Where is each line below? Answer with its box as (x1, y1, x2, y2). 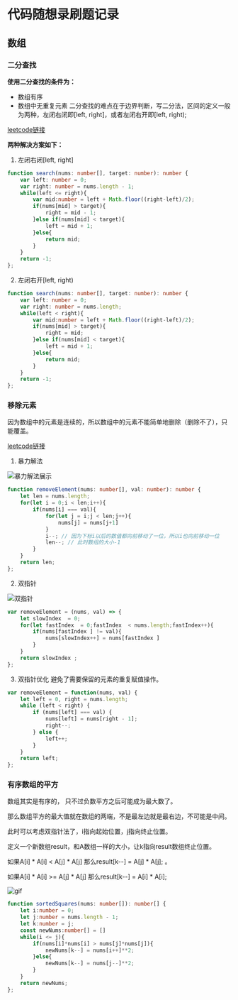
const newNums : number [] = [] (20, 927, 106, 934)
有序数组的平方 (7, 780, 59, 790)
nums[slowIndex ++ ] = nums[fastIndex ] (45, 634, 160, 642)
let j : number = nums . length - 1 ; (20, 913, 119, 921)
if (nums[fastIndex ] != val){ (33, 628, 122, 635)
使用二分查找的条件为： (7, 77, 76, 86)
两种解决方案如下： (7, 140, 64, 149)
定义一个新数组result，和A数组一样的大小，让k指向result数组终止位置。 (7, 842, 216, 851)
